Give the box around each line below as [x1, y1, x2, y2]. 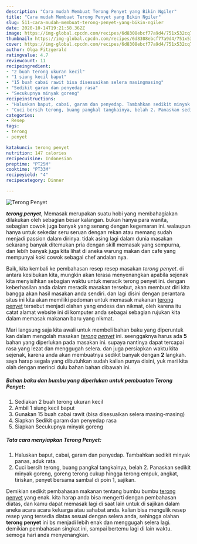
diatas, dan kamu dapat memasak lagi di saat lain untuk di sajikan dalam [6, 500, 180, 507]
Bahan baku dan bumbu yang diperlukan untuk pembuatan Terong [6, 377, 173, 384]
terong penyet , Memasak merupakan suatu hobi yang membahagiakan [6, 210, 178, 217]
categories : [6, 112, 35, 118]
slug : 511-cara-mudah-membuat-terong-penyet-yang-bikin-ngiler [6, 19, 164, 25]
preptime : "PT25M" [6, 161, 51, 167]
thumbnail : [6, 36, 33, 42]
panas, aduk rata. [14, 457, 57, 464]
